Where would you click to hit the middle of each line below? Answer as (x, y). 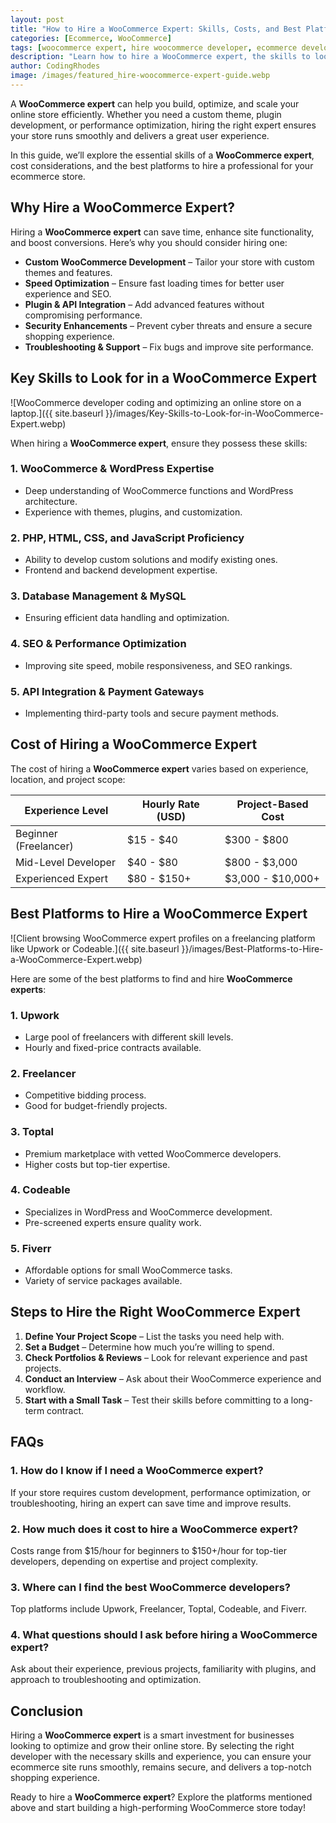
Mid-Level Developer (65, 862)
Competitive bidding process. (85, 1095)
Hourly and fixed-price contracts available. (113, 1047)
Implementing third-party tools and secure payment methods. (152, 713)
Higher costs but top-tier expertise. (97, 1164)
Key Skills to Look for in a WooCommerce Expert (164, 378)
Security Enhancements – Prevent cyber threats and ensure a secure (168, 325)
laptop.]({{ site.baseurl (57, 413)
